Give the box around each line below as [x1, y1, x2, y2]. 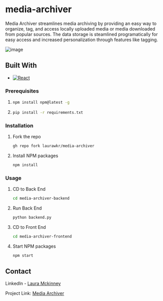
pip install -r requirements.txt [12, 110, 84, 115]
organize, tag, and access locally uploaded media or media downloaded [5, 25, 155, 32]
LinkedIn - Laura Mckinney [5, 281, 61, 287]
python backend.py [12, 215, 52, 220]
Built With [5, 61, 37, 70]
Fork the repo [12, 134, 42, 140]
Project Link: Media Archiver [5, 290, 64, 296]
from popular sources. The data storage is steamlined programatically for [5, 31, 158, 37]
